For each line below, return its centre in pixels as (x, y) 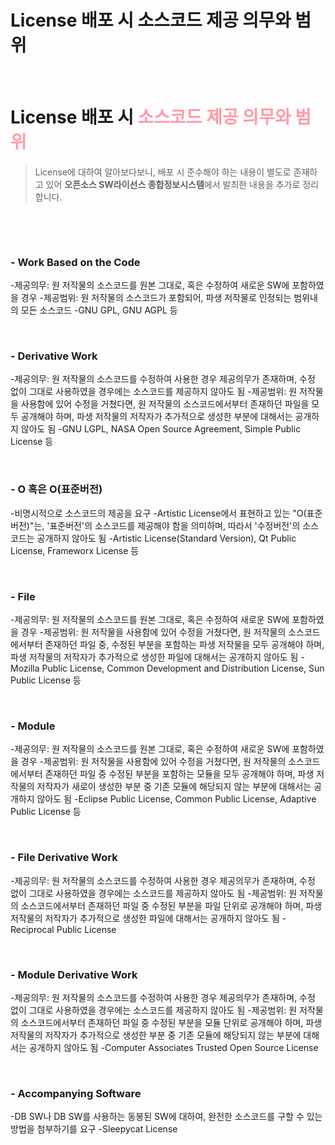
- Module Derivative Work (74, 974)
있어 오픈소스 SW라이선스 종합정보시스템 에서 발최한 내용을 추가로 (173, 184)
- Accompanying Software (76, 1093)
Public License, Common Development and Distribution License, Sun (183, 668)
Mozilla (25, 668)
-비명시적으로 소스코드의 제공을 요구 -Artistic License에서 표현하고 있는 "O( (158, 513)
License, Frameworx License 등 (75, 550)
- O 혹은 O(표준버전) (56, 489)
